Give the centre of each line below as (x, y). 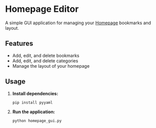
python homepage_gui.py (37, 121)
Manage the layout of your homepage (51, 66)
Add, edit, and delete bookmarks (46, 55)
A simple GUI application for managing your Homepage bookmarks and (78, 23)
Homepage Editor (42, 9)
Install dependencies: (35, 93)
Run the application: (34, 112)
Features (19, 44)
